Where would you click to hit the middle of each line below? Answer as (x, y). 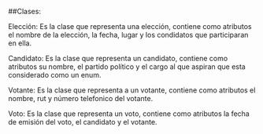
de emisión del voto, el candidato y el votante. (83, 122)
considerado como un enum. (55, 75)
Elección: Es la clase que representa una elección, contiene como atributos (130, 26)
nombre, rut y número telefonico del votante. (81, 98)
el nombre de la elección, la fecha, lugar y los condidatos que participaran (128, 35)
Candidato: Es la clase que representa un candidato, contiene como (118, 58)
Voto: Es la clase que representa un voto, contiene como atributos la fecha (129, 114)
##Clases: (25, 11)
